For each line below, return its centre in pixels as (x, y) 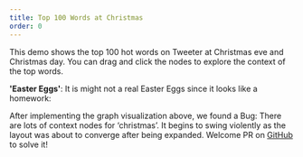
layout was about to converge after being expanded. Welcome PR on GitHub (151, 134)
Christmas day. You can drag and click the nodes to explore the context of (148, 61)
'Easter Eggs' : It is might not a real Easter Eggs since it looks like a (133, 88)
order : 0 (26, 26)
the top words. (36, 71)
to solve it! (28, 144)
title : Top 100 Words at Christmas (76, 18)
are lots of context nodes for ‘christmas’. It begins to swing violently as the (148, 125)
